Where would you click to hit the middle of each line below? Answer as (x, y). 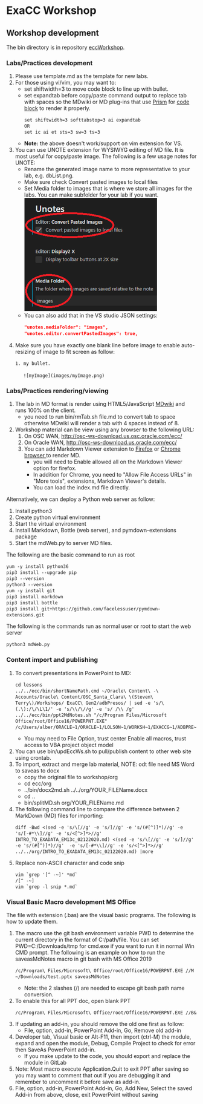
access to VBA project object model (69, 745)
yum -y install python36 (37, 567)
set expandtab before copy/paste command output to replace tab (105, 96)
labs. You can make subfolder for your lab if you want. (91, 195)
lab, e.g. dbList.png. (49, 175)
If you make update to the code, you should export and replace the (107, 1056)
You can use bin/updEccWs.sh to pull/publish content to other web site (103, 751)
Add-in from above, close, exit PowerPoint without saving (86, 1094)
